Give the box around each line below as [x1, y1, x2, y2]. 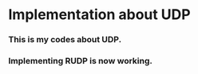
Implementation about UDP [8, 6, 191, 24]
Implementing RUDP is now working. [8, 56, 153, 67]
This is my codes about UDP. [8, 34, 122, 45]
